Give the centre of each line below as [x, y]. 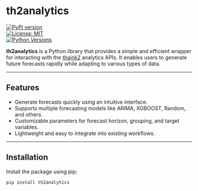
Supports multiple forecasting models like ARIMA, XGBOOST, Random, [100, 108]
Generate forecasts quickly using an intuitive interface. [81, 102]
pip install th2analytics [38, 182]
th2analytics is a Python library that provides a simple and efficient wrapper [99, 51]
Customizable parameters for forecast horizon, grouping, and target [97, 121]
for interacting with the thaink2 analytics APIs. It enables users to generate [97, 57]
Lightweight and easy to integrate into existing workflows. [85, 133]
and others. [29, 114]
